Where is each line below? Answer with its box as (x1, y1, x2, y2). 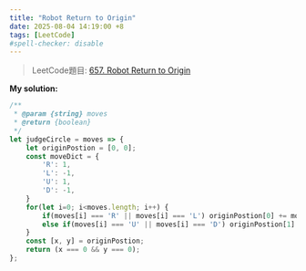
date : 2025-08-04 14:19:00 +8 (9, 22, 125, 31)
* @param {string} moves (13, 109, 107, 119)
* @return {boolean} (13, 118, 92, 127)
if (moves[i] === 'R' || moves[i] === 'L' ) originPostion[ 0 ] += (42, 211, 287, 220)
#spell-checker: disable (9, 38, 104, 48)
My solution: (9, 83, 58, 94)
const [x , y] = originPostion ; (25, 236, 145, 246)
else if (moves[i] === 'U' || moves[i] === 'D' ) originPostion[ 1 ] (42, 220, 296, 229)
